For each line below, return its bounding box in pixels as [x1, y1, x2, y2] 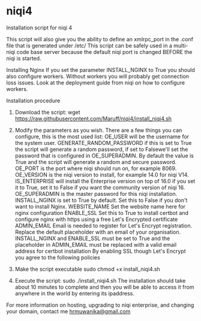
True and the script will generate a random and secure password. [14, 158, 177, 165]
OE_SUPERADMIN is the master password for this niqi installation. [14, 190, 178, 197]
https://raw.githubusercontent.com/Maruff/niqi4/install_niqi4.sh [14, 115, 172, 122]
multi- [173, 42, 188, 49]
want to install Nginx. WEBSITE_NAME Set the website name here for [14, 202, 186, 210]
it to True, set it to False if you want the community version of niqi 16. [14, 184, 185, 191]
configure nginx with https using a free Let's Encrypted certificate [14, 216, 178, 223]
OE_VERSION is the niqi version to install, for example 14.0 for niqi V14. [14, 171, 189, 178]
